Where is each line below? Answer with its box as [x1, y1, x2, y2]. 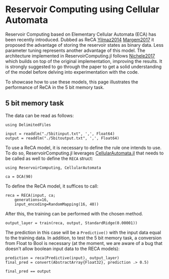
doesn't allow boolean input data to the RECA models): [5, 245, 120, 252]
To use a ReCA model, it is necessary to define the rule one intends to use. [5, 144, 162, 150]
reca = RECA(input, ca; [5, 193, 56, 198]
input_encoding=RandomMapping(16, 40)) [14, 202, 99, 207]
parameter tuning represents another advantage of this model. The [5, 47, 146, 53]
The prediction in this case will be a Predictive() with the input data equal [5, 229, 161, 235]
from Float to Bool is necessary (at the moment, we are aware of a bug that [5, 240, 163, 246]
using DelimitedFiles [5, 122, 51, 128]
